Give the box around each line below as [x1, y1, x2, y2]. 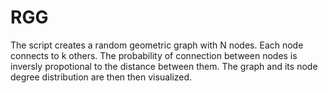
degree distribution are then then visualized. [10, 71, 193, 83]
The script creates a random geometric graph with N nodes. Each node [10, 39, 304, 51]
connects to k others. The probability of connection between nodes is [10, 49, 298, 61]
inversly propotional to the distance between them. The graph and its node [10, 60, 318, 72]
